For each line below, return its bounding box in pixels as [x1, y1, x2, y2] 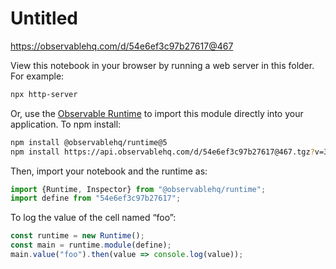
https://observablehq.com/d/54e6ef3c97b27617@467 [10, 40, 234, 52]
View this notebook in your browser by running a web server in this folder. [10, 59, 315, 71]
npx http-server [10, 89, 78, 99]
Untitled [10, 7, 79, 30]
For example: [10, 70, 65, 82]
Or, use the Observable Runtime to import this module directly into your [10, 107, 304, 119]
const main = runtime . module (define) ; [10, 240, 172, 251]
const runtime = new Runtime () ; [10, 231, 145, 241]
